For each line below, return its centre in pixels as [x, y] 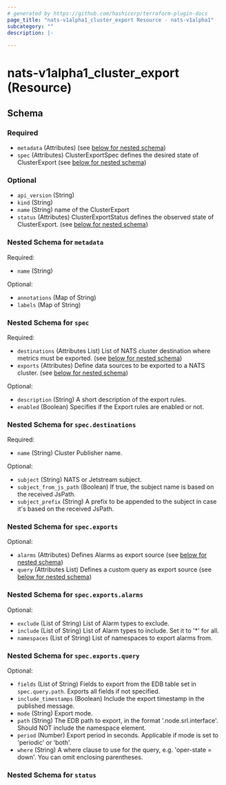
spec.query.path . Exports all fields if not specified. [89, 691]
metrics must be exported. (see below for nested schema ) [100, 358]
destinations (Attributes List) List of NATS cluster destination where [114, 350]
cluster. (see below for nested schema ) [73, 373]
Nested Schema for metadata [55, 242]
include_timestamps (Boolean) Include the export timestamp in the [111, 699]
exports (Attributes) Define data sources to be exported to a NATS [111, 365]
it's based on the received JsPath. [65, 509]
